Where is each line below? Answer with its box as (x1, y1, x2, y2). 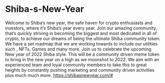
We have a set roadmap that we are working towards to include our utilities (5, 41, 158, 46)
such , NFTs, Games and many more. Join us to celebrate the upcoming (5, 46, 152, 52)
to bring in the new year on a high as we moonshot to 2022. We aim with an (5, 56, 160, 62)
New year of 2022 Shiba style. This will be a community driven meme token (5, 51, 160, 57)
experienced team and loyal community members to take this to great (5, 62, 147, 68)
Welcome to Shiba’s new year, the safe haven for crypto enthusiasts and (5, 20, 153, 26)
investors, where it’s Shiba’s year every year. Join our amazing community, (5, 25, 158, 31)
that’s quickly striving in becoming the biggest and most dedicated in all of (5, 30, 157, 36)
